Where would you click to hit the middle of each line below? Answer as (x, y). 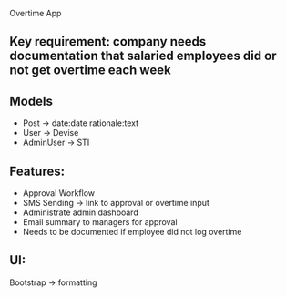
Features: (37, 171)
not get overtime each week (90, 71)
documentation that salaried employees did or (143, 56)
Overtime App (36, 13)
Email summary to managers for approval (100, 222)
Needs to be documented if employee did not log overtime (132, 232)
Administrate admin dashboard (80, 212)
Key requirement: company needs (108, 41)
